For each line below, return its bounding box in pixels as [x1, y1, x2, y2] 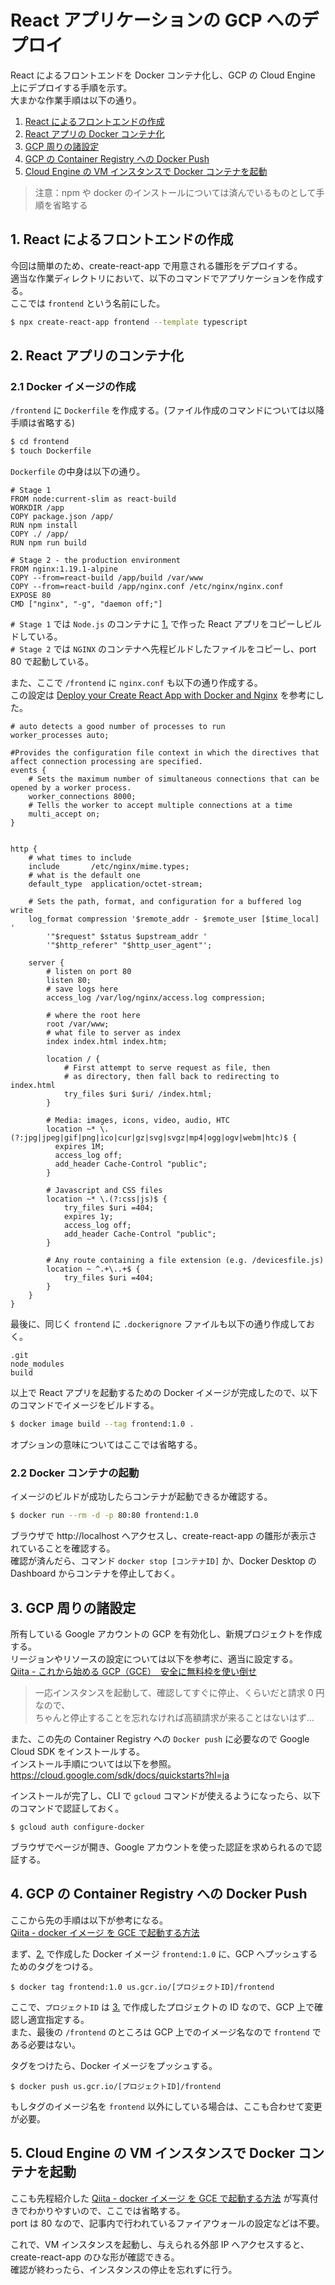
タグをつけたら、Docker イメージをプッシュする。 [10, 2059, 218, 2071]
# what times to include [28, 853, 132, 863]
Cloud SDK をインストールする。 [10, 1745, 145, 1757]
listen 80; [46, 976, 92, 986]
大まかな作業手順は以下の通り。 [10, 94, 142, 106]
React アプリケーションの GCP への [10, 9, 302, 32]
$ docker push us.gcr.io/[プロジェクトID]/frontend [10, 2081, 222, 2091]
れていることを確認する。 [10, 1542, 116, 1555]
